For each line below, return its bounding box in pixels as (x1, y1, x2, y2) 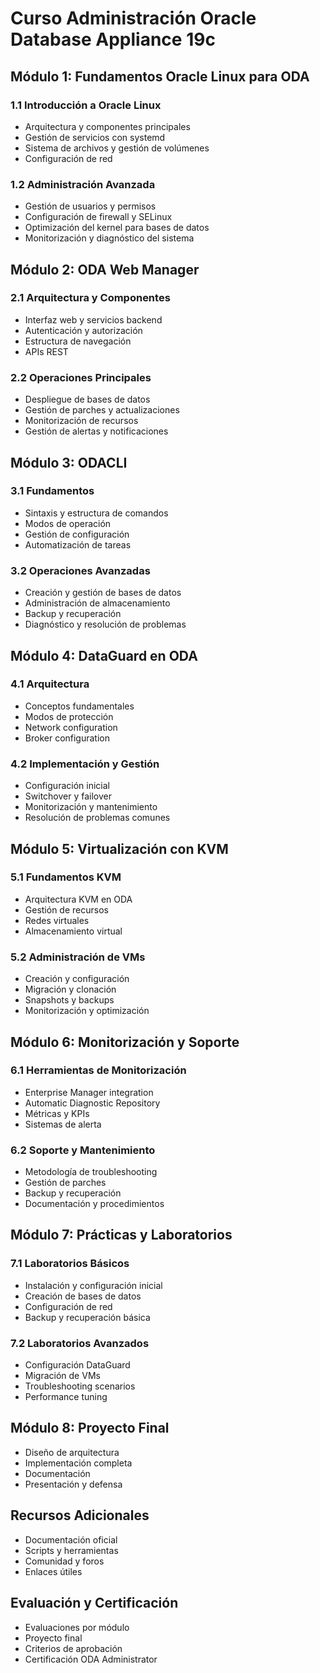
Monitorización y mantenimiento (24, 801, 158, 813)
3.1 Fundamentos (10, 484, 95, 498)
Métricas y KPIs (24, 1107, 90, 1119)
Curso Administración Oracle (10, 7, 257, 30)
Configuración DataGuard (24, 1359, 131, 1371)
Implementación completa (24, 1457, 133, 1469)
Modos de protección (24, 710, 114, 722)
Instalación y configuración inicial (24, 1279, 163, 1291)
